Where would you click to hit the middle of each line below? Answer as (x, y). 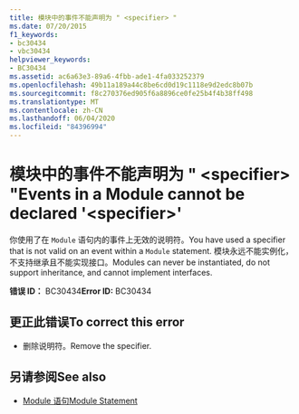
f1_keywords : (34, 34)
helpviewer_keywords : (50, 60)
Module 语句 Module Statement (80, 400)
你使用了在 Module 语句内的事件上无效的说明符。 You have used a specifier (148, 240)
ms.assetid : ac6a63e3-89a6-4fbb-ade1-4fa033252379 (107, 77)
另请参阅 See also (58, 377)
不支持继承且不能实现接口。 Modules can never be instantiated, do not (140, 262)
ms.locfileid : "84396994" (58, 127)
